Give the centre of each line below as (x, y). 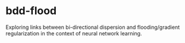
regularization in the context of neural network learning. (74, 33)
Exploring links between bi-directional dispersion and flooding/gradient (93, 27)
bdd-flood (31, 11)
